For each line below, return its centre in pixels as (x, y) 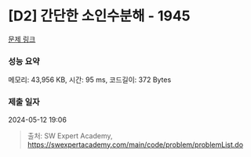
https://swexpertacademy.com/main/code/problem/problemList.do (135, 145)
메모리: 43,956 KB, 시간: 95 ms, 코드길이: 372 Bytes (90, 80)
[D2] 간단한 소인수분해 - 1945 (99, 16)
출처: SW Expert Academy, (70, 136)
